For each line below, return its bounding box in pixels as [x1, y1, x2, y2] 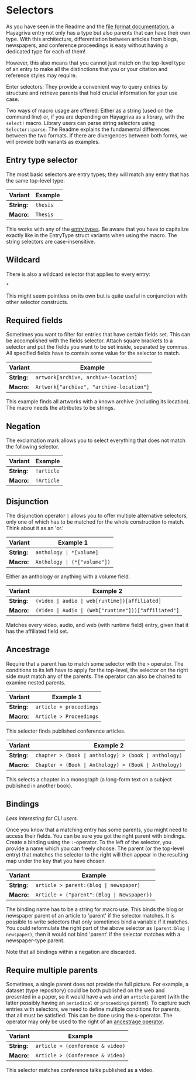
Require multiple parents [6, 965, 98, 975]
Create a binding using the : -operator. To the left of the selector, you [6, 838, 171, 845]
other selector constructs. [6, 298, 68, 305]
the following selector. [6, 443, 60, 450]
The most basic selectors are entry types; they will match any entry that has [6, 171, 189, 178]
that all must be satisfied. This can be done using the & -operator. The [6, 1012, 173, 1019]
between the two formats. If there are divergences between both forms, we [6, 131, 188, 139]
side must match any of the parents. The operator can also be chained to [6, 673, 182, 680]
